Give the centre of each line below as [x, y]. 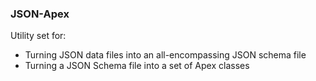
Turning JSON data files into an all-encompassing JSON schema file [165, 55]
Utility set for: [38, 36]
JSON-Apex [40, 14]
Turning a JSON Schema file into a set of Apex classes [137, 66]
